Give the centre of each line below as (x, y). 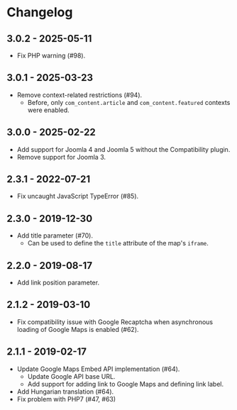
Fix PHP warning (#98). (51, 55)
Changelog (40, 12)
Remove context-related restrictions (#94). (79, 95)
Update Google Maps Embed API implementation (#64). (98, 369)
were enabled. (49, 110)
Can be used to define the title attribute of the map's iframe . (118, 243)
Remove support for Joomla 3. (61, 157)
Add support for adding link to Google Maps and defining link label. (126, 384)
